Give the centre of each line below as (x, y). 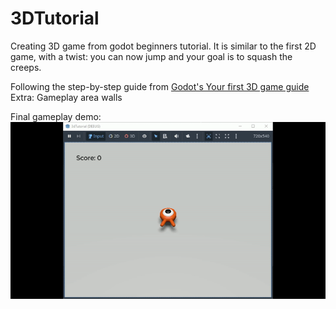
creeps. (26, 67)
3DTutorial (55, 18)
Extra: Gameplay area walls (66, 97)
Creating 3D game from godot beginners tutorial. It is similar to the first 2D (163, 46)
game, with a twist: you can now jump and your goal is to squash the (151, 56)
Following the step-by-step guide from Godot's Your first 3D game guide (160, 86)
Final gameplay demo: (56, 116)
